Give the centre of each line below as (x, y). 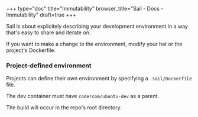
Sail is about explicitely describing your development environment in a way (97, 26)
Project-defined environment (49, 66)
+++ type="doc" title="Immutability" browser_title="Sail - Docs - (85, 9)
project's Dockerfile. (31, 50)
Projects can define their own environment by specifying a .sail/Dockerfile (99, 79)
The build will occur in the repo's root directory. (64, 108)
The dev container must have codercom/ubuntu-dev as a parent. (83, 96)
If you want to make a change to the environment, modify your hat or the (94, 44)
